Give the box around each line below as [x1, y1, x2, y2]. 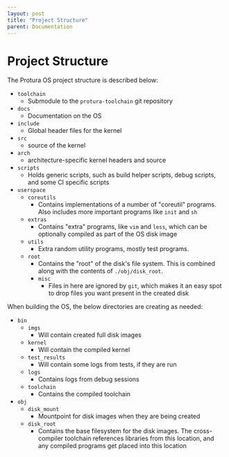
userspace [17, 187, 46, 194]
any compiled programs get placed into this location [37, 442, 187, 450]
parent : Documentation [7, 23, 73, 30]
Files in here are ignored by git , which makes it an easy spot [48, 282, 222, 290]
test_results [27, 354, 66, 362]
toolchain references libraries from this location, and [65, 434, 214, 442]
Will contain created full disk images [37, 331, 142, 339]
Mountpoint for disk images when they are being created [37, 412, 201, 421]
